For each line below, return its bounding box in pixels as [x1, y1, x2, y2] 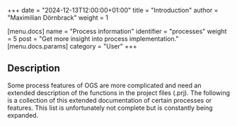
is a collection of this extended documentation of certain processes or [7, 96, 212, 104]
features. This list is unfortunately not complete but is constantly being [7, 103, 214, 112]
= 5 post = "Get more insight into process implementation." [7, 34, 179, 43]
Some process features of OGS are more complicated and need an [7, 81, 202, 89]
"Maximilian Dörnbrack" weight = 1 [7, 13, 108, 22]
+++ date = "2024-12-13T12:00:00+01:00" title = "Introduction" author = [7, 6, 219, 14]
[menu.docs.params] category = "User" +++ [7, 42, 137, 50]
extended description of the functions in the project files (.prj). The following [7, 88, 231, 97]
